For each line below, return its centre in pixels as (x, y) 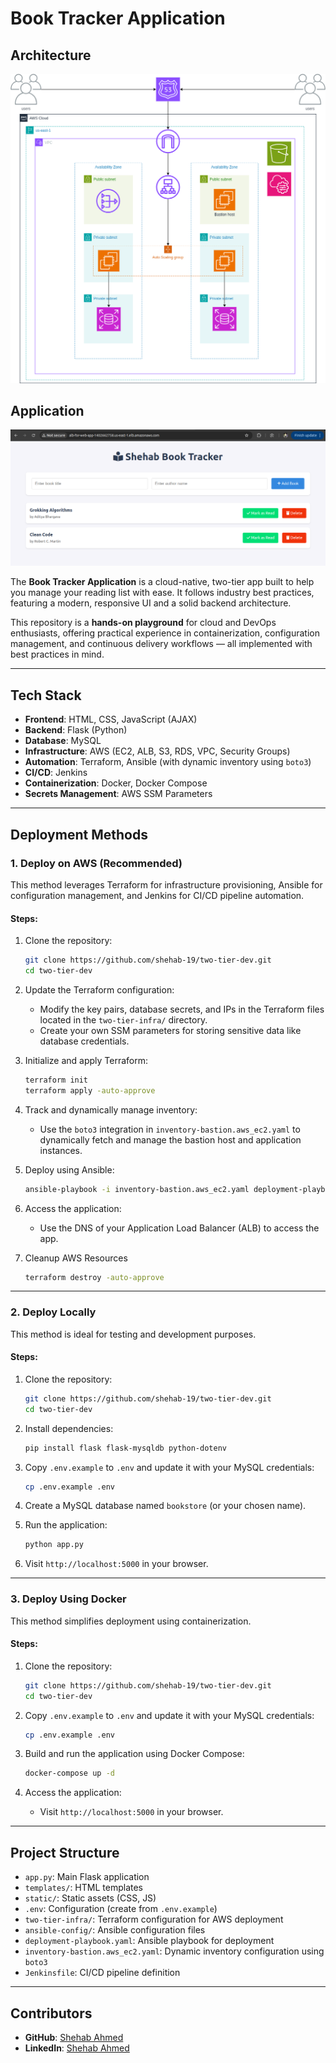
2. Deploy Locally (53, 1312)
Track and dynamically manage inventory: (111, 1109)
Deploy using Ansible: (69, 1169)
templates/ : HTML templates (83, 1888)
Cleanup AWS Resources (76, 1258)
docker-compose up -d (69, 1773)
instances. (61, 1150)
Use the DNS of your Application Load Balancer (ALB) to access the (179, 1228)
